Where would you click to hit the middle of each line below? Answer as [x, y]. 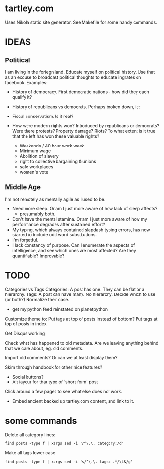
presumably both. [37, 214]
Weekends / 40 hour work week [52, 146]
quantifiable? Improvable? [38, 256]
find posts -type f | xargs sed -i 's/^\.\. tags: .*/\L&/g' [69, 462]
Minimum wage [35, 151]
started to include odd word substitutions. [55, 234]
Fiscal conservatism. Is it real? [43, 116]
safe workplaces [36, 166]
